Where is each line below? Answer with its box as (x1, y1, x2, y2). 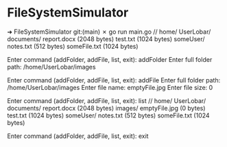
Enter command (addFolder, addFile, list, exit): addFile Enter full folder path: (7, 76, 221, 84)
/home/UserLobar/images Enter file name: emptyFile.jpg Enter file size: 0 (7, 83, 213, 91)
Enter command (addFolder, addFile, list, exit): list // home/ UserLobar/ (7, 96, 206, 104)
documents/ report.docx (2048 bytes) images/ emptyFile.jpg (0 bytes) (7, 104, 206, 112)
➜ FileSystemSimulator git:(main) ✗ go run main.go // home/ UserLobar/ (7, 27, 211, 36)
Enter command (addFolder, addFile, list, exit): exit (7, 132, 149, 140)
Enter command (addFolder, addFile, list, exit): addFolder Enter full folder (7, 55, 213, 63)
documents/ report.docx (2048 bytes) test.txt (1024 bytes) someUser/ (7, 34, 205, 43)
